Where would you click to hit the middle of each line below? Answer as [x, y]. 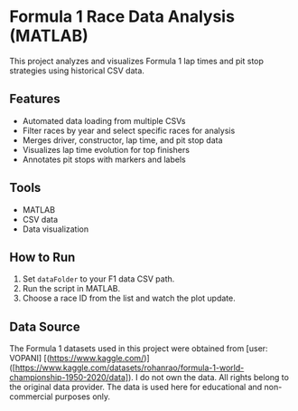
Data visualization [56, 229]
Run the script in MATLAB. [71, 289]
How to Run [42, 257]
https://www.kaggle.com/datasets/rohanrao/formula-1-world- [130, 368]
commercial [31, 397]
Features [35, 99]
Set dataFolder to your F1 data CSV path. [98, 279]
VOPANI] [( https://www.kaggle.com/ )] [80, 358]
